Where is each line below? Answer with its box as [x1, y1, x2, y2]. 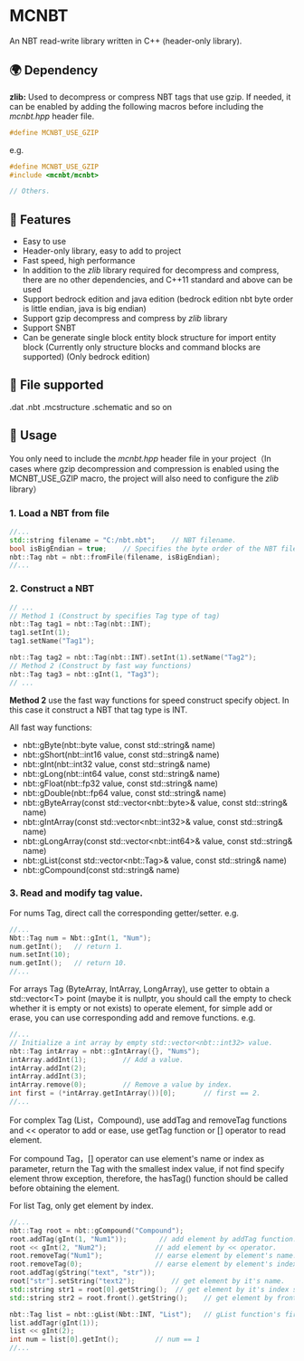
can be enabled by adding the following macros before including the [9, 101, 264, 111]
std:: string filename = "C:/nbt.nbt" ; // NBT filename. [9, 535, 237, 544]
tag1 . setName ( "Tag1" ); [9, 637, 95, 646]
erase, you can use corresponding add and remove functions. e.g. [9, 1012, 256, 1023]
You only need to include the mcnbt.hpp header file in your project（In [9, 453, 271, 464]
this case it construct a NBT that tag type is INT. [9, 704, 188, 715]
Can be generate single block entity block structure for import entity [22, 332, 277, 343]
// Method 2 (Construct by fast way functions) [9, 661, 193, 670]
